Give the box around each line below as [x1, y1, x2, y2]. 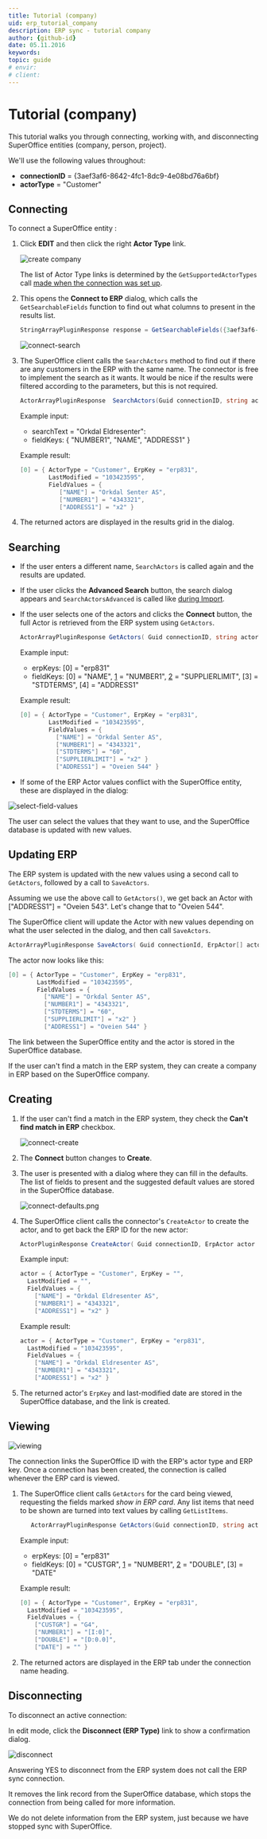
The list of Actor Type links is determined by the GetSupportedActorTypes [19, 270, 257, 280]
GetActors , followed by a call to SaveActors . [8, 877, 149, 887]
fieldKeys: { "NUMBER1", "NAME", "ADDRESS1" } [31, 435, 191, 445]
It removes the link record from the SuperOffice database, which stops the [8, 1789, 252, 1798]
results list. [19, 311, 56, 320]
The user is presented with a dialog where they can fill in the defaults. [19, 1168, 249, 1178]
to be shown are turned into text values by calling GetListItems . [19, 1505, 229, 1515]
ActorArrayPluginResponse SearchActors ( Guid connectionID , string [19, 397, 249, 405]
